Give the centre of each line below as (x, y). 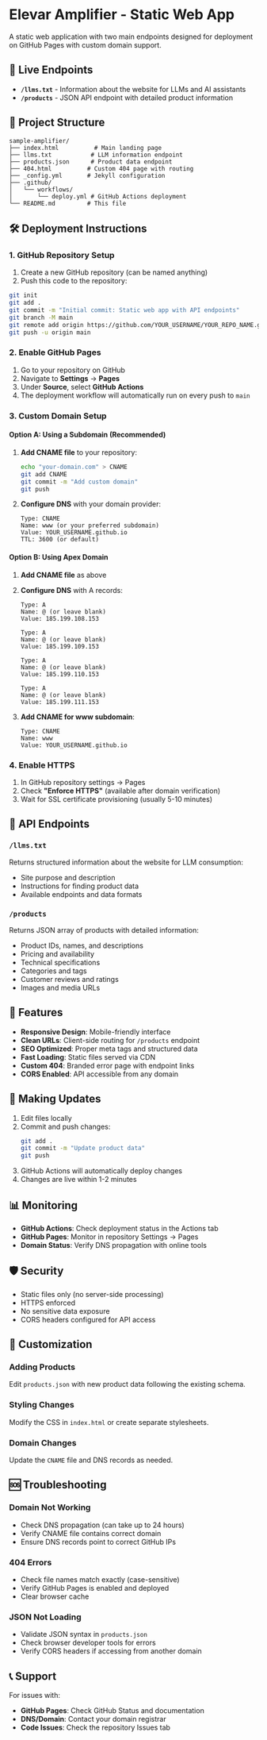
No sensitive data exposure (65, 1311)
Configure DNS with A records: (72, 590)
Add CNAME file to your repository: (79, 452)
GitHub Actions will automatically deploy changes (101, 1171)
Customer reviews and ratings (70, 979)
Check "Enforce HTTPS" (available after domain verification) (120, 791)
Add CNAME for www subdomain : (78, 717)
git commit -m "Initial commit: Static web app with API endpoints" (124, 310)
